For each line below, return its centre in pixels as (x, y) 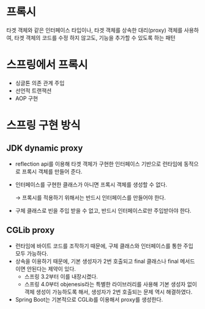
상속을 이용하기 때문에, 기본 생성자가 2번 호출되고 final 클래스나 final (97, 261)
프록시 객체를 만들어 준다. (52, 171)
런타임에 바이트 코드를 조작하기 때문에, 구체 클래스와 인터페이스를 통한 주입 (104, 246)
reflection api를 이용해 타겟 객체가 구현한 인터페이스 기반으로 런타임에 (99, 164)
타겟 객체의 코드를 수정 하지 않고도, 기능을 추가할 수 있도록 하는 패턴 (95, 37)
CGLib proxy (31, 230)
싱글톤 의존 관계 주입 (40, 83)
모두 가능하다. (32, 253)
